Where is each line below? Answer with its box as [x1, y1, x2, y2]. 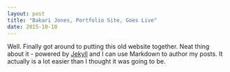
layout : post [7, 10, 45, 17]
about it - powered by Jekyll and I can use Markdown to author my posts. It [7, 50, 223, 58]
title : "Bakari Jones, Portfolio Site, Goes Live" [7, 17, 158, 24]
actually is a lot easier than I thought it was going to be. [7, 57, 166, 66]
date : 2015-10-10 [7, 23, 58, 30]
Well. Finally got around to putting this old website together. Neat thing [7, 43, 210, 51]
